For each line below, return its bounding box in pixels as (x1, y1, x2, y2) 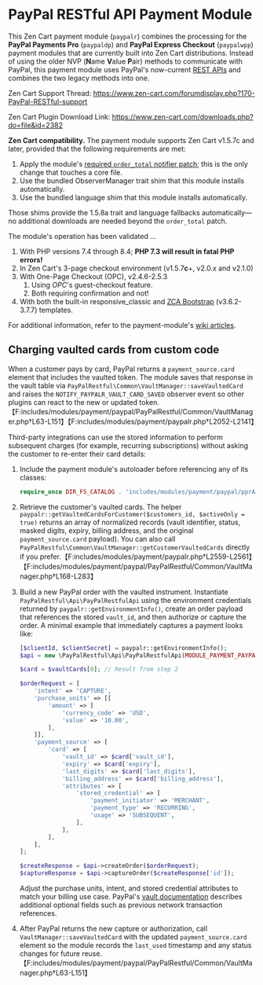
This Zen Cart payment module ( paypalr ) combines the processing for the (8, 31, 247, 41)
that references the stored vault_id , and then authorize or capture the (19, 612, 247, 622)
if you (19, 552, 38, 561)
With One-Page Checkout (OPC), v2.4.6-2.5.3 (19, 271, 168, 281)
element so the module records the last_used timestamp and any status (19, 941, 252, 950)
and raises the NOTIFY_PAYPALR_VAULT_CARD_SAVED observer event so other (8, 389, 245, 399)
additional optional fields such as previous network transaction (19, 900, 223, 910)
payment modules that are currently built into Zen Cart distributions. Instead (8, 48, 254, 57)
